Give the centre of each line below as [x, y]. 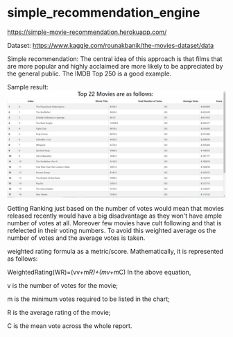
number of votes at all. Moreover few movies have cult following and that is [114, 223]
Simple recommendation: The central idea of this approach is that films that [115, 59]
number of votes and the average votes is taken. [76, 238]
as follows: [23, 259]
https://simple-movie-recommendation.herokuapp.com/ [87, 32]
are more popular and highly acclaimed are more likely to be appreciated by [115, 66]
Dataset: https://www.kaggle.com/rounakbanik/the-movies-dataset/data [111, 45]
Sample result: [28, 87]
